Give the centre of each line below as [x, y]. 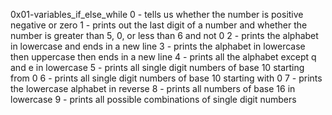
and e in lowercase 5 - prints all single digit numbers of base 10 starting [157, 67]
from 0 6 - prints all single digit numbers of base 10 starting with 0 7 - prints [166, 78]
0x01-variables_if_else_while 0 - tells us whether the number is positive [157, 14]
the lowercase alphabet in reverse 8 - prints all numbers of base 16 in [153, 88]
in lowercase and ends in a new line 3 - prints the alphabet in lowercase [158, 46]
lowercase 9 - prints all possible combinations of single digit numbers [153, 99]
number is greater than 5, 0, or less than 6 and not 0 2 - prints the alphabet [164, 35]
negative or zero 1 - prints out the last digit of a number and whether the [159, 25]
